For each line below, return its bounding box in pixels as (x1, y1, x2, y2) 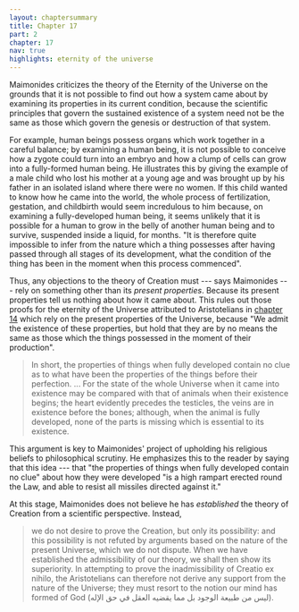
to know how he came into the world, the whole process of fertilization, (9, 191, 270, 202)
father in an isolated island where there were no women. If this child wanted (9, 183, 288, 192)
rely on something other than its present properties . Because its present (14, 285, 279, 295)
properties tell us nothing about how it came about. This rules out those (9, 294, 272, 305)
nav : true (9, 47, 46, 55)
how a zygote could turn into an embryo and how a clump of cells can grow (9, 154, 287, 164)
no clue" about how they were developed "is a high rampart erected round (9, 472, 283, 482)
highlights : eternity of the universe (9, 55, 154, 64)
